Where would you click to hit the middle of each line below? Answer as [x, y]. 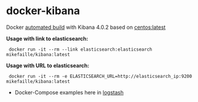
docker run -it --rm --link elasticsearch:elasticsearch [80, 49]
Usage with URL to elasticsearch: [48, 65]
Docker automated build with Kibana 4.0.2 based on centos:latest [86, 27]
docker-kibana [43, 11]
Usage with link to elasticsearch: [47, 38]
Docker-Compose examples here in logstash [69, 92]
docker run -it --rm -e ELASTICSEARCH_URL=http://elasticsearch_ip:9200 [100, 76]
